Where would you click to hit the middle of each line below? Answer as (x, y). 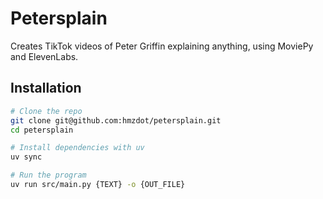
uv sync (26, 157)
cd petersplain (42, 130)
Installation (46, 88)
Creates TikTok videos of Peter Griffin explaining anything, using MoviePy (162, 46)
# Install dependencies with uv (77, 148)
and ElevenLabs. (44, 56)
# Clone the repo (46, 111)
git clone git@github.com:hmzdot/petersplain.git (116, 120)
